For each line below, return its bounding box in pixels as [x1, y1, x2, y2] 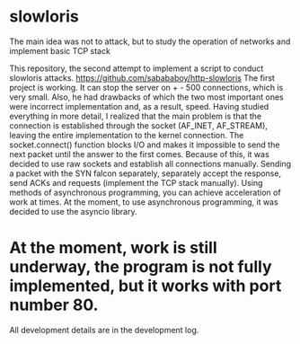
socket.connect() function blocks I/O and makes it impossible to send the [9, 139, 280, 150]
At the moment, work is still [9, 238, 217, 258]
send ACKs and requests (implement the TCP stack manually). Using [9, 177, 263, 188]
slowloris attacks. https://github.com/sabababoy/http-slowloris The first [9, 72, 276, 83]
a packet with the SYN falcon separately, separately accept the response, [9, 168, 281, 179]
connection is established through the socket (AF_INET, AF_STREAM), [9, 119, 268, 131]
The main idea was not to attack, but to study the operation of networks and [9, 36, 291, 47]
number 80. [9, 295, 99, 315]
